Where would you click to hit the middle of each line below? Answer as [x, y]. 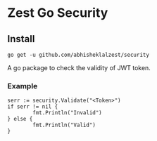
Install [21, 39]
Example [23, 86]
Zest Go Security [58, 13]
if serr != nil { [33, 107]
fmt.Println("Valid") [64, 125]
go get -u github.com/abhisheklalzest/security [78, 55]
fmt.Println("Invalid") [67, 113]
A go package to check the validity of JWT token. [79, 68]
